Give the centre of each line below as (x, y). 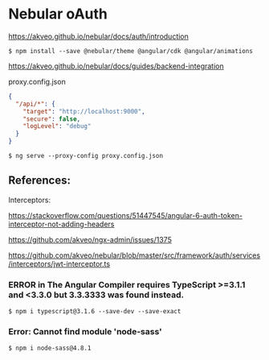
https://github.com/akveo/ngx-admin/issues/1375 (90, 239)
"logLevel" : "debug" (57, 126)
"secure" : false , (52, 119)
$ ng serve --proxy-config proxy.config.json (86, 156)
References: (39, 181)
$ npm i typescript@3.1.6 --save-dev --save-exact (95, 312)
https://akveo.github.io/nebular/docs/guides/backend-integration (116, 66)
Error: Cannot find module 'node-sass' (85, 332)
